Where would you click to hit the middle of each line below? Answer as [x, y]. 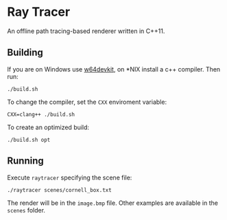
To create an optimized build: [48, 127]
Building [25, 53]
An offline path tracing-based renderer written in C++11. [86, 31]
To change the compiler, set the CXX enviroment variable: [87, 102]
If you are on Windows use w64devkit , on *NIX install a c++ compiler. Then [114, 69]
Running [26, 161]
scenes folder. [26, 210]
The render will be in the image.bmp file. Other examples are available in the [112, 203]
